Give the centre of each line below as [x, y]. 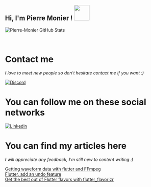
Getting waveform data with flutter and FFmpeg [53, 169]
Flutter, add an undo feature [33, 174]
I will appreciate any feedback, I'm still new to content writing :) [69, 159]
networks [25, 112]
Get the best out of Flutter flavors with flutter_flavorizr [59, 179]
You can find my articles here [66, 146]
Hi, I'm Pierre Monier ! [39, 18]
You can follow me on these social [76, 102]
